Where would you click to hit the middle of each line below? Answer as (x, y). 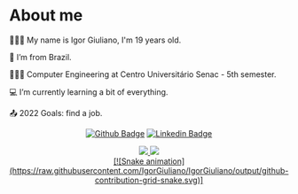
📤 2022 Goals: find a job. (56, 113)
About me (46, 16)
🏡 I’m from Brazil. (41, 57)
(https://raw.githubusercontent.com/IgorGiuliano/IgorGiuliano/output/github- (149, 170)
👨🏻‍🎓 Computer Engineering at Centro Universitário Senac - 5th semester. (143, 74)
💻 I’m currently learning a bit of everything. (89, 92)
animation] (165, 161)
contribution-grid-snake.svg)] (149, 180)
